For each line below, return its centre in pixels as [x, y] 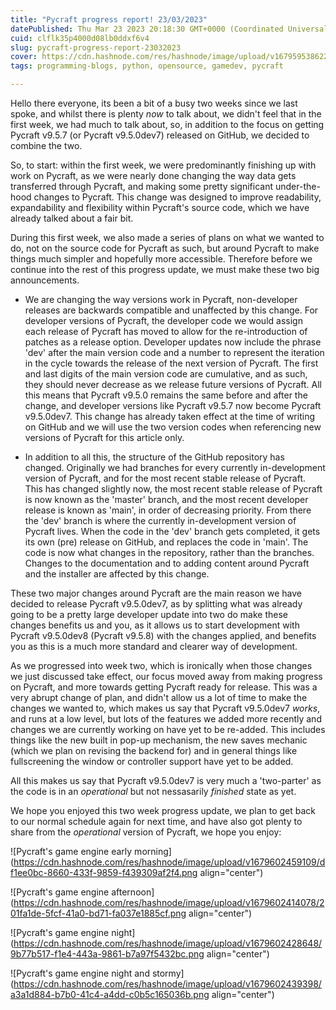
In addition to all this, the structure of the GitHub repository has [154, 457]
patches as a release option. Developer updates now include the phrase [173, 342]
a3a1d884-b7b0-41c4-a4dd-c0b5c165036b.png [110, 994]
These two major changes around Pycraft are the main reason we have [156, 593]
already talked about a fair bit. [72, 218]
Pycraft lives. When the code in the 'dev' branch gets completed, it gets [172, 531]
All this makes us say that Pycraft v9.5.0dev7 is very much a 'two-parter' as [166, 780]
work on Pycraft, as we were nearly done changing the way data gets [153, 175]
